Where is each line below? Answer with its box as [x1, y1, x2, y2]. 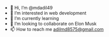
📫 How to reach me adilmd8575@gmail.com [10, 26, 104, 32]
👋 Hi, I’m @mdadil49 [10, 5, 53, 10]
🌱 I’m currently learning [10, 15, 59, 21]
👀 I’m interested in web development [10, 10, 87, 16]
